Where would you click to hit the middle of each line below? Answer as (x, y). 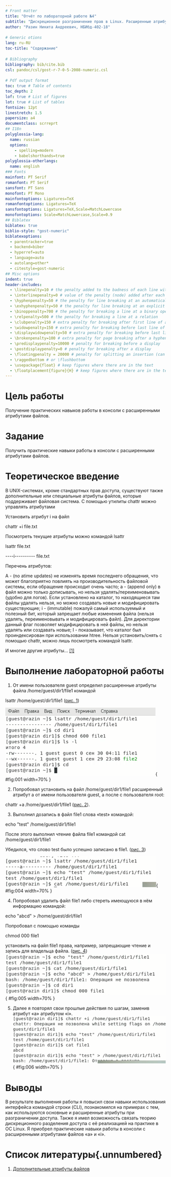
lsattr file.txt (18, 546)
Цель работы (35, 396)
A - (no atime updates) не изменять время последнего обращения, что (82, 576)
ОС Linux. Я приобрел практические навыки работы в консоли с (76, 1129)
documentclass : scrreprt (32, 124)
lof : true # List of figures (36, 97)
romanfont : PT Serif (27, 183)
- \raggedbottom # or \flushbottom (48, 360)
